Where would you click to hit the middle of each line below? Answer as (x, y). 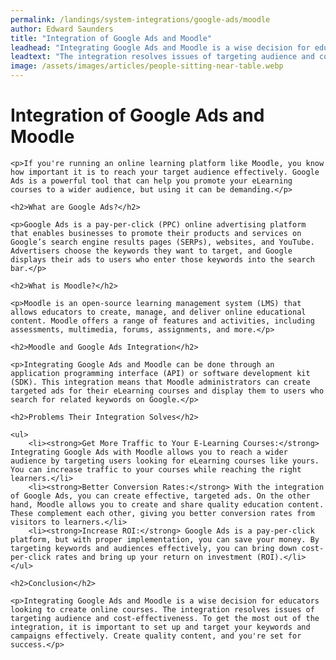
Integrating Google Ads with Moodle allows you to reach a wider (149, 452)
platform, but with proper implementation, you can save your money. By (165, 539)
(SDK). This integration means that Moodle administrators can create (160, 382)
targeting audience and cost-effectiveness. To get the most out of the (165, 618)
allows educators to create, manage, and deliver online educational (158, 312)
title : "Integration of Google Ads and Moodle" (111, 38)
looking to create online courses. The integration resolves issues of (162, 609)
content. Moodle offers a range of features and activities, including (162, 321)
